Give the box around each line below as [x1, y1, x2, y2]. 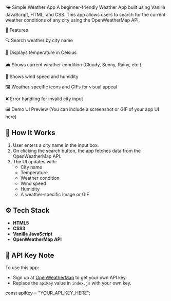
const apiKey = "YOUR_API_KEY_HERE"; [5, 290, 91, 296]
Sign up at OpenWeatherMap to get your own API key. [12, 274, 127, 281]
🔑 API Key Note [5, 251, 54, 260]
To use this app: [5, 265, 40, 271]
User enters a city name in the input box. [12, 142, 99, 148]
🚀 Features [5, 27, 28, 33]
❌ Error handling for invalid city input [5, 96, 83, 102]
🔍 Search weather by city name [5, 37, 73, 43]
